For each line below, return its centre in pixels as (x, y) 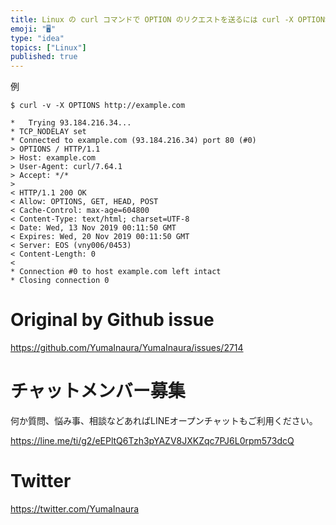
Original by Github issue (112, 320)
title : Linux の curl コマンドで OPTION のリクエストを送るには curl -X (152, 19)
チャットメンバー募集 (98, 391)
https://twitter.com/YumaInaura (75, 508)
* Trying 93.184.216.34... (71, 123)
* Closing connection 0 (60, 281)
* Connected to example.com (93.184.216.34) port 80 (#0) (133, 141)
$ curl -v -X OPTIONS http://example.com (98, 106)
